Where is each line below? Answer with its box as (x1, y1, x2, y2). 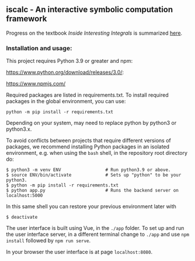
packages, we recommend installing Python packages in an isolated (6, 143, 170, 150)
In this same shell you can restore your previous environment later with (6, 203, 177, 210)
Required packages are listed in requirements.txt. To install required (6, 91, 169, 99)
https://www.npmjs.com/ (6, 80, 66, 87)
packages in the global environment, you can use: (6, 98, 126, 105)
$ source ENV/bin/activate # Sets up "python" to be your (6, 172, 182, 178)
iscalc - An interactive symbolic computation (6, 5, 173, 15)
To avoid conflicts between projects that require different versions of (6, 137, 171, 144)
